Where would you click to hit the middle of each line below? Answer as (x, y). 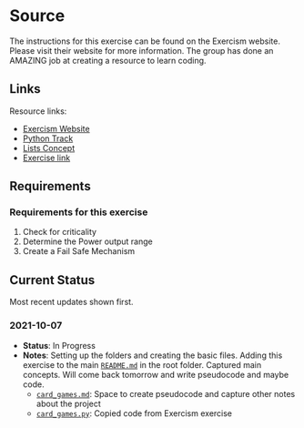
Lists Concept (49, 148)
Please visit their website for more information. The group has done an (142, 50)
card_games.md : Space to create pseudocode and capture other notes (166, 393)
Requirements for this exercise (79, 212)
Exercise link (46, 158)
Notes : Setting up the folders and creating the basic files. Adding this (152, 355)
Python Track (48, 138)
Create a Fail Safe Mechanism (79, 251)
